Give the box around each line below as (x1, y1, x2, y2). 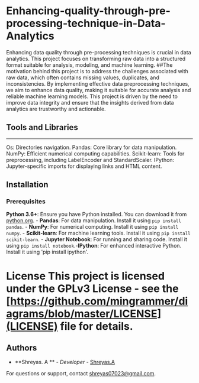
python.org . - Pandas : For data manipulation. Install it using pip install (6, 217, 182, 224)
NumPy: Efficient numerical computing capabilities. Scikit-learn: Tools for (6, 150, 185, 157)
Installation (6, 180, 49, 190)
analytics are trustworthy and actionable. (6, 105, 106, 112)
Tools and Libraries (6, 122, 78, 132)
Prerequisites (6, 197, 46, 206)
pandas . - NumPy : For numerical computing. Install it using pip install (6, 223, 179, 231)
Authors (6, 343, 37, 353)
